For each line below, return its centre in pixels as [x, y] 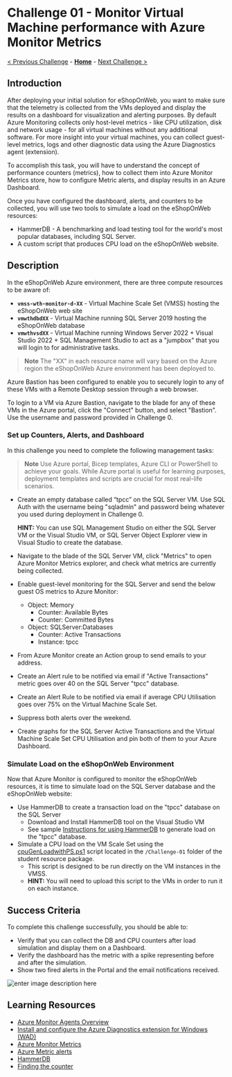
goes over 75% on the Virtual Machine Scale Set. [87, 704]
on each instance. [53, 888]
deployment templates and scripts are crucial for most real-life [113, 478]
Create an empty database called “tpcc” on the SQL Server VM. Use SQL [121, 499]
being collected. [40, 570]
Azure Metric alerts [45, 1051]
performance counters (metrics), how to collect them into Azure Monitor [110, 172]
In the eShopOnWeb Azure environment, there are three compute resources [115, 282]
